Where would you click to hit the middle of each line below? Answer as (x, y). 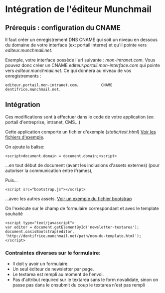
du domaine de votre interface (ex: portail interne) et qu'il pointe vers (76, 45)
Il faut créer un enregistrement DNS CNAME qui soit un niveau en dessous (82, 39)
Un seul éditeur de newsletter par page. (53, 269)
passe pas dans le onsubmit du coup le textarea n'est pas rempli (79, 285)
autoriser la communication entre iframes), (49, 170)
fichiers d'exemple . (25, 137)
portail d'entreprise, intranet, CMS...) (43, 122)
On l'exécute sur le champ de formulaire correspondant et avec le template (82, 208)
